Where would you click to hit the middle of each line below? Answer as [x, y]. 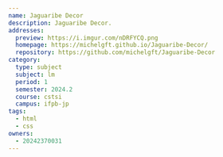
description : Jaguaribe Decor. [60, 23]
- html [26, 119]
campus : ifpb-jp [42, 104]
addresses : [26, 30]
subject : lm [35, 75]
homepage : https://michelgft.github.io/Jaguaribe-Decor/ [112, 45]
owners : [21, 133]
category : [25, 60]
